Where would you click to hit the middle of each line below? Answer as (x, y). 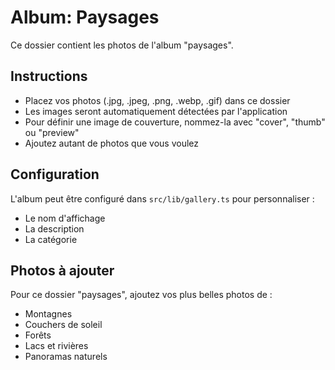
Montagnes (48, 314)
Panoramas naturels (66, 357)
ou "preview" (52, 132)
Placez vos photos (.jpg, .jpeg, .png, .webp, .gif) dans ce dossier (157, 100)
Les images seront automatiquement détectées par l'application (156, 111)
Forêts (38, 335)
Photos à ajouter (62, 270)
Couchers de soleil (63, 325)
